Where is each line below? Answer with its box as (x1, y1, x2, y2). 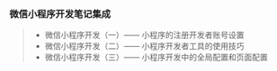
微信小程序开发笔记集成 (9, 7, 111, 20)
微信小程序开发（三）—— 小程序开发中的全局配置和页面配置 (44, 51, 268, 63)
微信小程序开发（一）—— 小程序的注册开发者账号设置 (44, 29, 245, 41)
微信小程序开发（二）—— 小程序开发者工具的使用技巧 (44, 41, 245, 51)
